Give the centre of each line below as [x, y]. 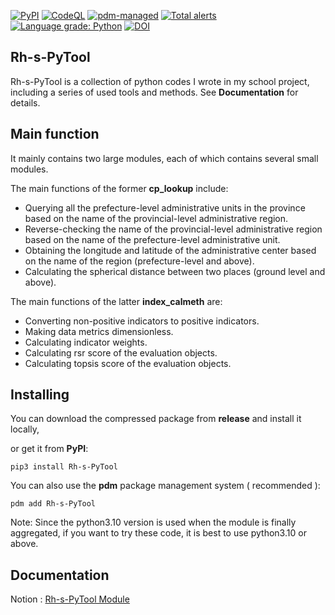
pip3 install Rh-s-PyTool [64, 467]
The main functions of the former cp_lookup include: [119, 188]
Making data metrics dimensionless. [99, 331]
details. [25, 102]
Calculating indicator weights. [86, 342]
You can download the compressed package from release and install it [156, 419]
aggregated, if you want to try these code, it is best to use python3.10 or [158, 533]
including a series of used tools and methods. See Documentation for [154, 92]
